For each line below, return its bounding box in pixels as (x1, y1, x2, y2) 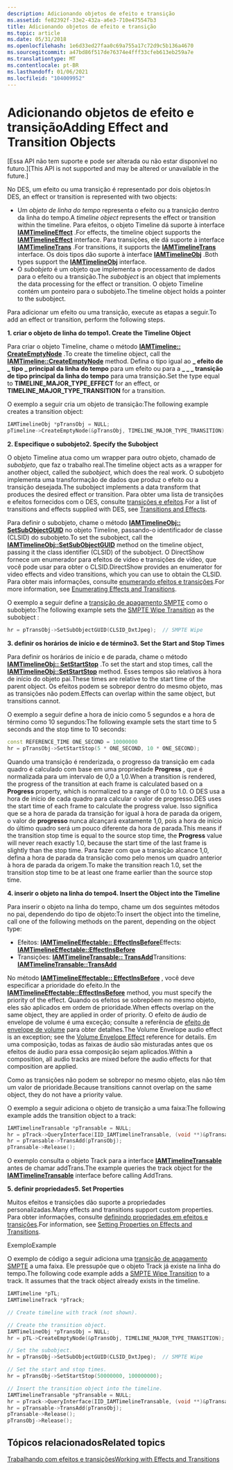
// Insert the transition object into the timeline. (7, 1385, 163, 1392)
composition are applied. (7, 1062, 78, 1070)
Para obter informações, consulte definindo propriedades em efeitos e (7, 1213, 208, 1221)
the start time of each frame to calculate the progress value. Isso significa (7, 801, 218, 810)
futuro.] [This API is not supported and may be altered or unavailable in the (7, 165, 219, 173)
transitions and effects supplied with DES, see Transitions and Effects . (7, 505, 207, 514)
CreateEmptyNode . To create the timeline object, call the (7, 350, 171, 358)
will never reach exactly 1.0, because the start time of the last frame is (7, 838, 207, 847)
